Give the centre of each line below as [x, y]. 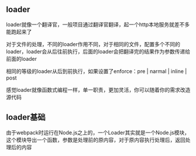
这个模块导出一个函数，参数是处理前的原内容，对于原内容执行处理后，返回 [96, 140]
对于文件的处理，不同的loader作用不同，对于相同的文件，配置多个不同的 [93, 44]
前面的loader [21, 58]
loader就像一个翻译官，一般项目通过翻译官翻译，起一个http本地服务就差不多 [98, 24]
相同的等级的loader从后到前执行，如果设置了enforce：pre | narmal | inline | [97, 71]
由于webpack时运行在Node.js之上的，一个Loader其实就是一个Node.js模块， [98, 132]
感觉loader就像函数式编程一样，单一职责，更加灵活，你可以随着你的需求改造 [98, 89]
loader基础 [26, 117]
